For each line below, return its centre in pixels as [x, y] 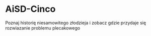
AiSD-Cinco [30, 9]
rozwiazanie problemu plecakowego [43, 28]
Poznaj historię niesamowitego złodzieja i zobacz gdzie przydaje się [76, 23]
